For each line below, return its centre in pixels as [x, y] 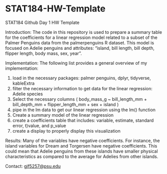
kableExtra [23, 83]
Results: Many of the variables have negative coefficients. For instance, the [82, 141]
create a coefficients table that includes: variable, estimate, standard [83, 120]
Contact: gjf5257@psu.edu [33, 166]
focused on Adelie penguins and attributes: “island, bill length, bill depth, [80, 48]
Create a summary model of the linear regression [63, 115]
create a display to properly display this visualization [66, 131]
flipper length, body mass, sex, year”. [43, 53]
